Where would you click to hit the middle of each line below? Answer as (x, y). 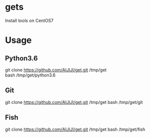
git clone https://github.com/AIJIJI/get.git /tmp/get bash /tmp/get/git (74, 102)
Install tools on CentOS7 (29, 20)
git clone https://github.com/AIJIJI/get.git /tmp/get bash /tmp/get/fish (75, 129)
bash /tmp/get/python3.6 (30, 75)
